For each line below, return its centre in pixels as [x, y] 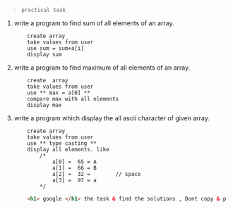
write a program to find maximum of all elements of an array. [102, 68]
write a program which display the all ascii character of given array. [112, 118]
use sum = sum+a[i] [56, 49]
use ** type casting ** [62, 144]
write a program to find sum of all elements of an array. [94, 23]
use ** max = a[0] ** [59, 93]
